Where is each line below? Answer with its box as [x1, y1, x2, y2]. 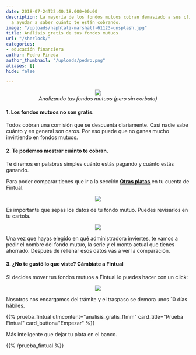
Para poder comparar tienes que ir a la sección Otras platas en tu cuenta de [6, 178, 190, 185]
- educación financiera [6, 47, 64, 53]
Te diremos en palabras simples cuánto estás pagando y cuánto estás [6, 160, 174, 167]
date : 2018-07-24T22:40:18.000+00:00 [6, 8, 98, 15]
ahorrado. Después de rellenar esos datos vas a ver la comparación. [6, 247, 170, 254]
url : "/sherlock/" [6, 36, 51, 41]
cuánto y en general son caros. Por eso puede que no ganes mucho [6, 128, 169, 135]
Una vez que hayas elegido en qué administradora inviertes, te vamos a [6, 235, 178, 242]
